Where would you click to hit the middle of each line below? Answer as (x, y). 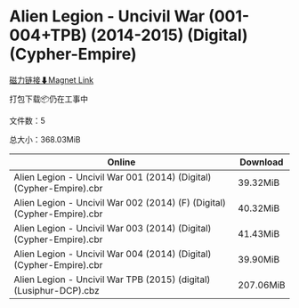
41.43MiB (259, 233)
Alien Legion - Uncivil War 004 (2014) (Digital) (113, 254)
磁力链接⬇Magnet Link (52, 80)
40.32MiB (259, 208)
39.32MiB (259, 182)
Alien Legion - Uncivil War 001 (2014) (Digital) (113, 177)
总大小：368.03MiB (45, 139)
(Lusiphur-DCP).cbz (57, 290)
